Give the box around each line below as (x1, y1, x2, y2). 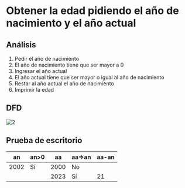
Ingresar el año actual (14, 68, 67, 74)
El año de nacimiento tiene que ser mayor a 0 (14, 61, 124, 68)
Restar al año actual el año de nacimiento (14, 80, 114, 87)
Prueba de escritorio (6, 135, 83, 145)
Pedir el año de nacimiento (14, 55, 80, 62)
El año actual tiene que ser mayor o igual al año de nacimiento (14, 74, 165, 81)
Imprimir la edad (14, 86, 54, 93)
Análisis (6, 40, 36, 50)
